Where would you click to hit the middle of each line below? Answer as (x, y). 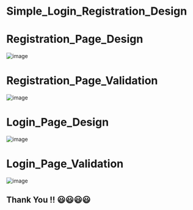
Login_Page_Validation (65, 164)
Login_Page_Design (57, 122)
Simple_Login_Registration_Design (97, 11)
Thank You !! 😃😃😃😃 (49, 200)
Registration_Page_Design (75, 39)
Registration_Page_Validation (82, 81)
